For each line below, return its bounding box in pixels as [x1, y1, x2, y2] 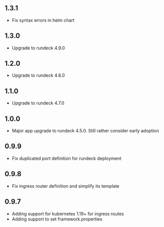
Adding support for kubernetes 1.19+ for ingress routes [11, 211, 124, 217]
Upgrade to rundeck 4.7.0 [11, 100, 65, 106]
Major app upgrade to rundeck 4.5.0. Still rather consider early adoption [11, 128, 160, 134]
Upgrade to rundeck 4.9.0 [11, 45, 65, 51]
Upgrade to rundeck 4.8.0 [11, 72, 65, 79]
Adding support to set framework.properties [11, 216, 102, 222]
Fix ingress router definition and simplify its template [11, 183, 120, 189]
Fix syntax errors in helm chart [11, 17, 75, 23]
